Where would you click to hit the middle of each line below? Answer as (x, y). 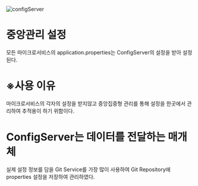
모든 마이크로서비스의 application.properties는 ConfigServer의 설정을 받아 (94, 52)
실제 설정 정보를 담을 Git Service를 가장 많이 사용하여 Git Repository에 (88, 169)
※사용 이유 (31, 86)
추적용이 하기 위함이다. (48, 111)
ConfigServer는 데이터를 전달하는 (86, 137)
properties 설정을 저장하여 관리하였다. (51, 177)
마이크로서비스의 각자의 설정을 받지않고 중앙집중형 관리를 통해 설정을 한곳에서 (96, 103)
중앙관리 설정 (36, 35)
